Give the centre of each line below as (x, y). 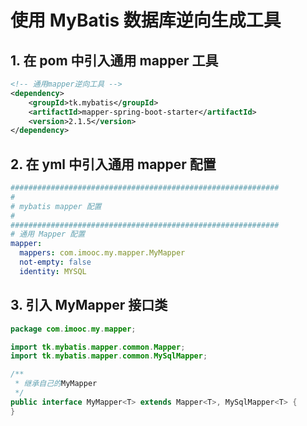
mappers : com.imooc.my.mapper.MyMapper (102, 253)
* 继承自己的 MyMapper (56, 384)
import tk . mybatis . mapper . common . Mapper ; (98, 347)
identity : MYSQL (53, 271)
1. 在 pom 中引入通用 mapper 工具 (114, 60)
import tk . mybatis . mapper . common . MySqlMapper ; (109, 356)
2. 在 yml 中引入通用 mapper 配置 (113, 164)
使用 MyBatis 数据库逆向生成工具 (146, 20)
